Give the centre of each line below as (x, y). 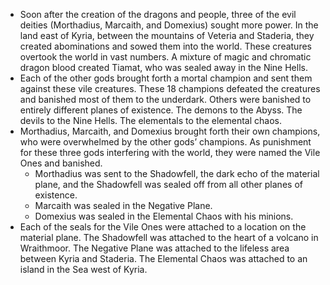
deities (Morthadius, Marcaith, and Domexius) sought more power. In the (169, 25)
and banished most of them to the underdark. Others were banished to (165, 99)
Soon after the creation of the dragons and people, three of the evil (158, 14)
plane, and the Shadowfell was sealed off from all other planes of (168, 184)
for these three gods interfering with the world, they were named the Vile (170, 152)
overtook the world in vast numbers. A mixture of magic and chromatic (165, 57)
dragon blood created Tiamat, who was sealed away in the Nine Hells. (163, 67)
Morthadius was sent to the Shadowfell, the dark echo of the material (177, 173)
